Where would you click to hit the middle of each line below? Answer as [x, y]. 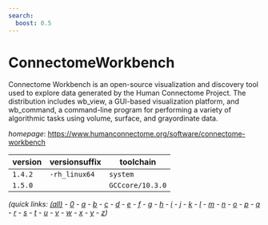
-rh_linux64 [72, 175]
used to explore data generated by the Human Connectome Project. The [127, 93]
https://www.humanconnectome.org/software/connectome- [146, 134]
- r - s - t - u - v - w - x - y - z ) [58, 213]
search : [21, 16]
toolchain [138, 162]
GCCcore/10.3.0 [138, 186]
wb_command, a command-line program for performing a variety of [120, 110]
